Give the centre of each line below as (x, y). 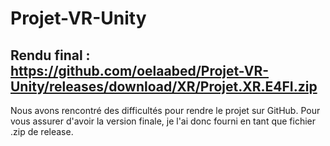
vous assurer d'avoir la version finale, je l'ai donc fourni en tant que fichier (163, 121)
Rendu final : (50, 55)
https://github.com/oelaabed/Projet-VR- (140, 70)
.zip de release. (42, 131)
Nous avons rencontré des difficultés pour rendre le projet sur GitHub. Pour (165, 110)
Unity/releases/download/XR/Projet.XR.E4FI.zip (164, 86)
